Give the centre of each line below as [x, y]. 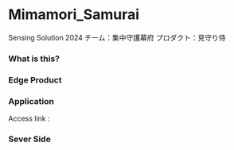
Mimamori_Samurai [74, 15]
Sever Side [30, 139]
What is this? [34, 59]
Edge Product [35, 79]
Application [31, 101]
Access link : [29, 119]
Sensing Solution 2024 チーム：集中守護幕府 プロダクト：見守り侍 [117, 37]
